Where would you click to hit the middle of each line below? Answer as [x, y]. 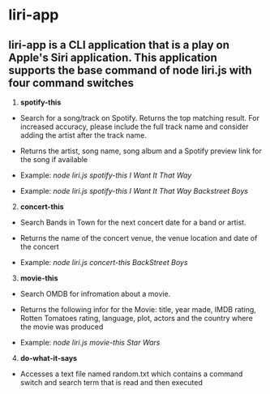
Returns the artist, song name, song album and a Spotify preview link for [141, 151]
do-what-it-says [49, 358]
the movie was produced [62, 327]
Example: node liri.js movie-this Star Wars [90, 343]
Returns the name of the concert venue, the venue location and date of [139, 238]
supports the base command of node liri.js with [131, 70]
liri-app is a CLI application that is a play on [119, 45]
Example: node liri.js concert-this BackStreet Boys [104, 262]
